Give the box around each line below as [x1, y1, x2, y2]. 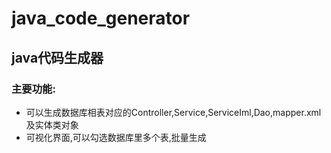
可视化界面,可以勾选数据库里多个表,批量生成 [25, 131, 207, 143]
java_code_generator [11, 7, 191, 30]
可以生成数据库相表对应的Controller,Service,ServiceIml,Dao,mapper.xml [25, 106, 322, 118]
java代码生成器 [11, 49, 104, 66]
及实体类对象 [25, 118, 79, 131]
